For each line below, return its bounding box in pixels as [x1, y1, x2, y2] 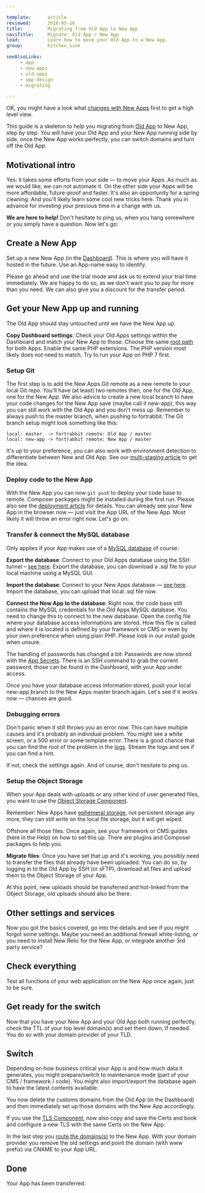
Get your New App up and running [6, 303, 139, 314]
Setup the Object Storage [6, 777, 83, 785]
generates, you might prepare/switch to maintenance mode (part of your [6, 1071, 189, 1079]
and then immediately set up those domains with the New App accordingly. [6, 1103, 196, 1110]
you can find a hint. [6, 750, 55, 757]
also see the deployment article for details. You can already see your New [6, 502, 193, 509]
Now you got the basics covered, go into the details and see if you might [6, 924, 189, 931]
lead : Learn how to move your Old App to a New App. [6, 37, 168, 43]
